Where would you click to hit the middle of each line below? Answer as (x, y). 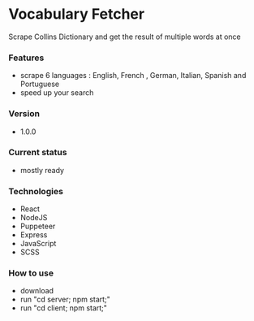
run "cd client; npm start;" (64, 308)
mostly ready (42, 170)
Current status (38, 153)
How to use (31, 273)
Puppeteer (38, 226)
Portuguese (39, 84)
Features (26, 58)
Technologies (36, 191)
